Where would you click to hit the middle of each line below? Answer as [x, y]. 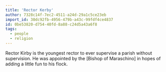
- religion [22, 39]
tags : [11, 29]
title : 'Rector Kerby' [29, 10]
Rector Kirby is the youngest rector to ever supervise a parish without [79, 53]
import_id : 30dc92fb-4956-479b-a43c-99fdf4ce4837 [59, 19]
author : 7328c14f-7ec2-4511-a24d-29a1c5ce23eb [56, 15]
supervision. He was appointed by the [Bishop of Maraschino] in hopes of [83, 58]
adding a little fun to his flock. [37, 64]
